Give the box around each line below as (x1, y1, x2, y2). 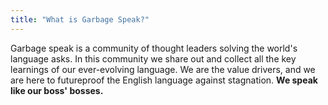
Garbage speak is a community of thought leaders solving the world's (10, 42, 298, 54)
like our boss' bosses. (10, 84, 104, 96)
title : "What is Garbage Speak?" (10, 14, 150, 25)
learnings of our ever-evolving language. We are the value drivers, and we (10, 63, 316, 75)
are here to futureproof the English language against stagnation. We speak (10, 74, 318, 86)
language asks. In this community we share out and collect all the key (10, 52, 297, 65)
